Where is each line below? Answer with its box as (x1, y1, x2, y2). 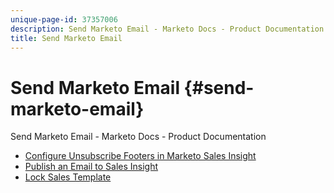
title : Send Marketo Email (10, 33, 123, 43)
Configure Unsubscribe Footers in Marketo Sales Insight (24, 150, 257, 162)
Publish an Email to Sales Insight (24, 161, 159, 173)
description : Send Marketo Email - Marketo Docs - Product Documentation (10, 24, 325, 34)
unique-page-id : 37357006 (10, 14, 118, 25)
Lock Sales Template (24, 171, 112, 183)
